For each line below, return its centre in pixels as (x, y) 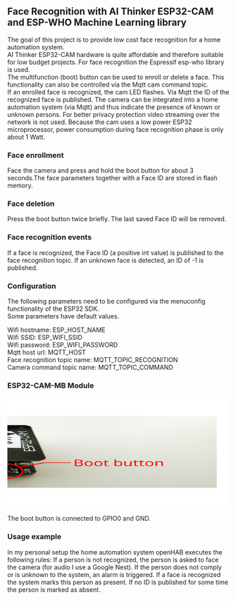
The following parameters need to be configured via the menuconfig (106, 301)
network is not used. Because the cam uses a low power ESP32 (100, 122)
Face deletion (31, 204)
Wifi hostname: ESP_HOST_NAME (56, 330)
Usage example (35, 537)
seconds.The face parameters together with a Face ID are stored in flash (112, 178)
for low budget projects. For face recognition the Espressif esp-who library (116, 62)
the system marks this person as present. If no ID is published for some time (118, 582)
